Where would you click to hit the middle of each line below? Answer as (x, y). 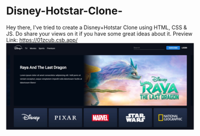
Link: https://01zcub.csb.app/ (42, 40)
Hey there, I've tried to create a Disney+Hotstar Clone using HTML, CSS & (97, 27)
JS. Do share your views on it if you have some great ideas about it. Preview (99, 33)
